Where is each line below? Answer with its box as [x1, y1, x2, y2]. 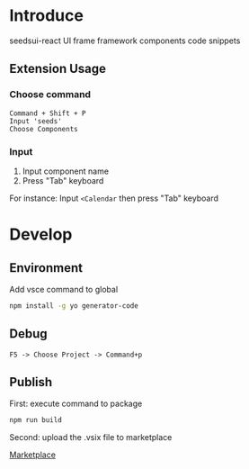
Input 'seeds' [9, 116, 63, 126]
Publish [9, 374, 53, 390]
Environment [9, 260, 84, 275]
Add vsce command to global [9, 284, 119, 294]
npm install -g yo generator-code [9, 301, 139, 311]
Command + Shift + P [9, 109, 87, 118]
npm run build [9, 416, 63, 425]
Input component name [22, 166, 110, 176]
